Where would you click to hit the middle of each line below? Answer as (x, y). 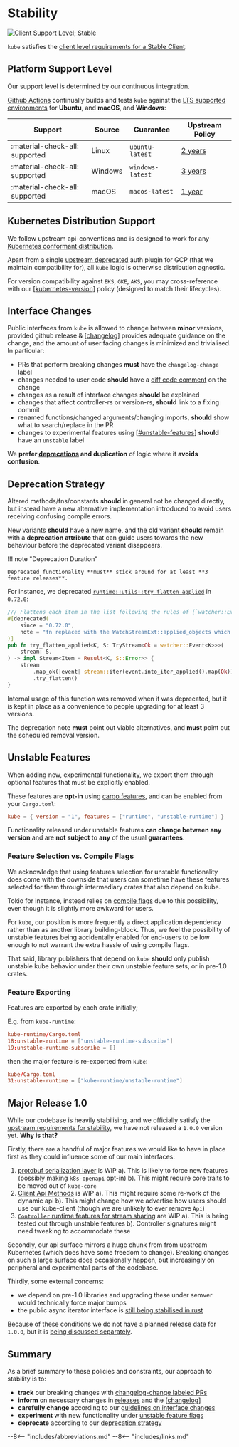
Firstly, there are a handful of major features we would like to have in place (117, 1149)
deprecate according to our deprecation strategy (90, 1423)
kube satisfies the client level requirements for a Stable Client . (97, 46)
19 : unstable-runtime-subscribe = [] (62, 1048)
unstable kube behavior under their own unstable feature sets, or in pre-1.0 (117, 966)
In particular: (26, 351)
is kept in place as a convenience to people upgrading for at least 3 (106, 706)
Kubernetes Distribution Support (81, 221)
